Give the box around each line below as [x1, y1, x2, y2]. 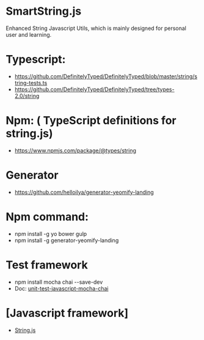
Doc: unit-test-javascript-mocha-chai [14, 284, 109, 292]
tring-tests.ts [14, 79, 48, 86]
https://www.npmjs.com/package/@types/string [14, 147, 137, 154]
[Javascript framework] [5, 306, 129, 320]
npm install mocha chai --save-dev [14, 278, 103, 286]
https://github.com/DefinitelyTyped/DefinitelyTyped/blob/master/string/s [14, 72, 198, 80]
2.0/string [14, 92, 40, 99]
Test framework [5, 258, 88, 272]
